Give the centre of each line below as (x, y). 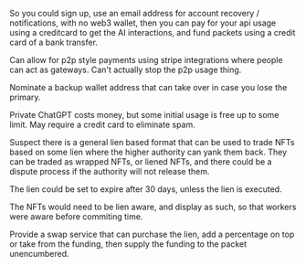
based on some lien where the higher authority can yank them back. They (148, 152)
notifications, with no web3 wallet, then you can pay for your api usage (143, 23)
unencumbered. (40, 254)
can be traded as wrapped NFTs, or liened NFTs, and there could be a (141, 162)
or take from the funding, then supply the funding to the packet (128, 244)
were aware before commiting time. (76, 217)
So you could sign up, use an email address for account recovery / (135, 13)
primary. (25, 97)
